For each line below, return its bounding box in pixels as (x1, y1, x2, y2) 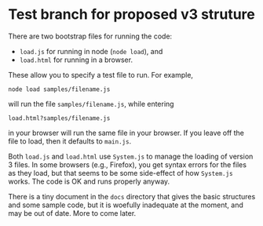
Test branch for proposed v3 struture (8, 5, 255, 24)
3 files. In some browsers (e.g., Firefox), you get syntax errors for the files (8, 159, 247, 169)
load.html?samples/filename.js (8, 114, 111, 122)
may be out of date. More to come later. (8, 208, 137, 217)
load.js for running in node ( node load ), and (19, 46, 163, 56)
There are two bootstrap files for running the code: (8, 31, 173, 41)
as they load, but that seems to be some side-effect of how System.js (8, 168, 233, 177)
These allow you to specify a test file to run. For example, (8, 70, 194, 79)
